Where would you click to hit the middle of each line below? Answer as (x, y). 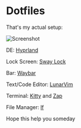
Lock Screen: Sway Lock (36, 61)
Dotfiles (26, 11)
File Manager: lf (25, 107)
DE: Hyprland (22, 50)
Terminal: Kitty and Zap (34, 96)
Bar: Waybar (21, 73)
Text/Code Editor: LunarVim (40, 84)
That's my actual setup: (35, 27)
